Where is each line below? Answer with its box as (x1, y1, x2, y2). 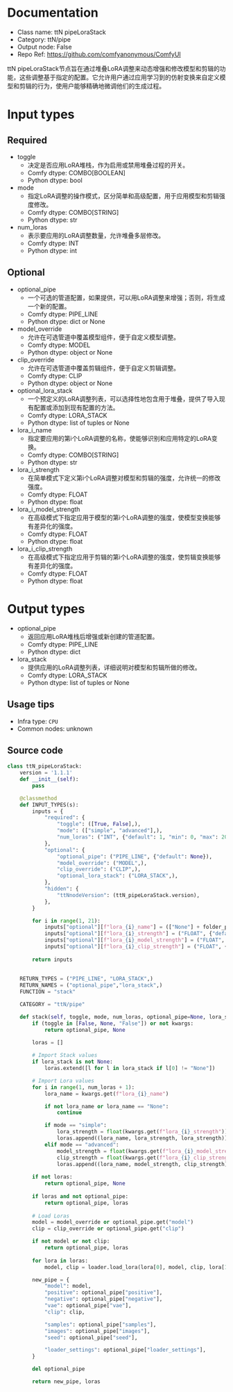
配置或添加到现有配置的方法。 (33, 403, 119, 412)
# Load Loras (32, 1212, 70, 1220)
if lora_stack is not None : (32, 1058, 113, 1065)
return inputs (32, 956, 73, 963)
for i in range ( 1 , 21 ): (32, 917, 101, 924)
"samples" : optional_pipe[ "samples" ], (44, 1321, 157, 1328)
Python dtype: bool (27, 176, 83, 184)
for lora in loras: (32, 1257, 89, 1264)
